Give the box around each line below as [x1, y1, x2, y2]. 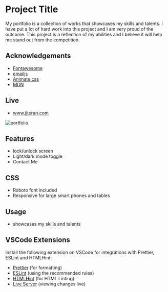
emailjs [12, 70, 28, 77]
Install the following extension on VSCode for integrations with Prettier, [5, 249, 155, 255]
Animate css [12, 76, 39, 82]
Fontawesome [12, 65, 43, 71]
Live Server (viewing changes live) [12, 281, 86, 287]
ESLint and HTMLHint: [5, 254, 52, 261]
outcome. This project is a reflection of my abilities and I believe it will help [5, 31, 162, 37]
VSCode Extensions [5, 236, 71, 245]
